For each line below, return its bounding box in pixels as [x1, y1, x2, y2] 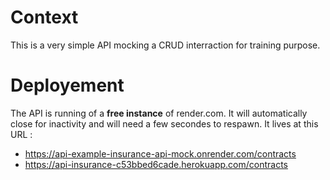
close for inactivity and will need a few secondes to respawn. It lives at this [10, 117, 319, 130]
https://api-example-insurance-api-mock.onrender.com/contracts [24, 147, 297, 160]
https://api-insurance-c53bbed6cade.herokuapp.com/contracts [24, 158, 288, 170]
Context [10, 6, 79, 29]
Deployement [10, 74, 125, 97]
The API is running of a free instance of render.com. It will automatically [10, 107, 308, 119]
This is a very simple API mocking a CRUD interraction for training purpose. [10, 39, 321, 51]
